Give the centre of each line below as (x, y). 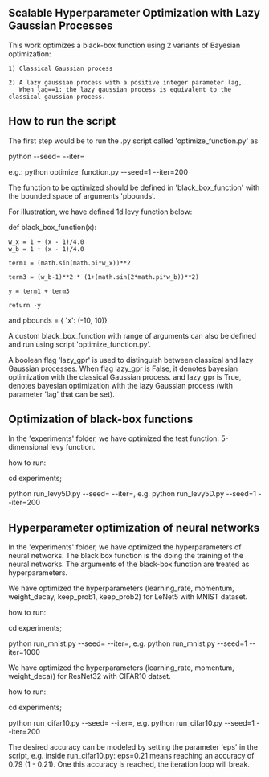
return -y (25, 305)
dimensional (29, 447)
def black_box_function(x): (53, 227)
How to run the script (62, 121)
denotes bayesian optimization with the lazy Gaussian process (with (120, 385)
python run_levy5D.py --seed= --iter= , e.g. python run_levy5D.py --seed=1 (132, 494)
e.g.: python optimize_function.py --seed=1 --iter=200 (98, 171)
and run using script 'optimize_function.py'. (79, 344)
